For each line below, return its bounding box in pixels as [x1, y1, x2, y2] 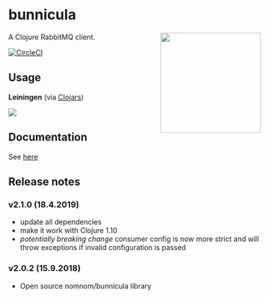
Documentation [8, 131, 88, 144]
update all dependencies [19, 217, 102, 227]
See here [8, 152, 38, 161]
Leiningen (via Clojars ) [8, 92, 84, 102]
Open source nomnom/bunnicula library [19, 281, 152, 290]
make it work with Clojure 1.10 [19, 226, 118, 236]
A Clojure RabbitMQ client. [8, 32, 96, 42]
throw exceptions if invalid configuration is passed [19, 243, 187, 253]
